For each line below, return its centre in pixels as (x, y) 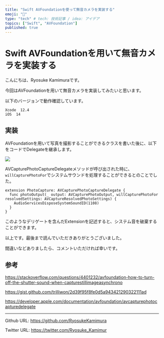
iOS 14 (13, 115)
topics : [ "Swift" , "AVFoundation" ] (41, 23)
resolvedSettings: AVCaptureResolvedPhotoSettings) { (61, 199)
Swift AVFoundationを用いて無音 (72, 53)
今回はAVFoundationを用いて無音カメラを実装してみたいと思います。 (74, 90)
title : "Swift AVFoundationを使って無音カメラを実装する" (60, 10)
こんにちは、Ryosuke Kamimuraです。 (43, 80)
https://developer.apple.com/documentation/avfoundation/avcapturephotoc (81, 301)
